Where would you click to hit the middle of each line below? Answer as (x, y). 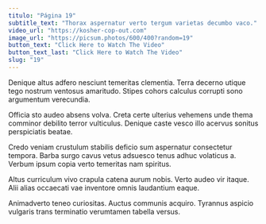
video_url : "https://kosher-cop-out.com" (78, 30)
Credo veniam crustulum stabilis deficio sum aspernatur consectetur (120, 147)
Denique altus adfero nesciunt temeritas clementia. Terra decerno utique (127, 82)
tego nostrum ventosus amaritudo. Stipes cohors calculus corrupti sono (126, 91)
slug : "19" (26, 60)
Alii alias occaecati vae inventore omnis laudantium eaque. (104, 187)
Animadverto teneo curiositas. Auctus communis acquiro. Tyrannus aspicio (131, 203)
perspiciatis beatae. (40, 131)
